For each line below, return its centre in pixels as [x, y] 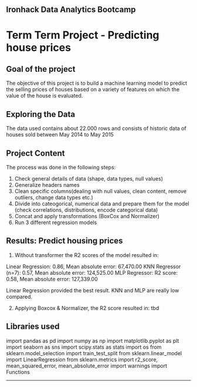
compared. [19, 296]
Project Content [35, 153]
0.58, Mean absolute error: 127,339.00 [52, 279]
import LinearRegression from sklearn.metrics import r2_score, [82, 359]
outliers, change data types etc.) [54, 198]
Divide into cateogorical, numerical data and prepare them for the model [102, 204]
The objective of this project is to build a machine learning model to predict [97, 83]
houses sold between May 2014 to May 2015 [60, 135]
